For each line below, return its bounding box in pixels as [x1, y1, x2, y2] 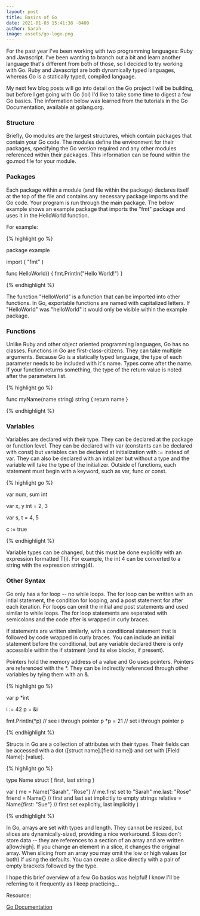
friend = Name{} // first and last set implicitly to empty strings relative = [6, 794, 182, 802]
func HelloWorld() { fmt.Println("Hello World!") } [6, 270, 123, 277]
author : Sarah [6, 25, 42, 32]
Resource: [6, 891, 32, 899]
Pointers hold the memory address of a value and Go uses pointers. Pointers [6, 658, 194, 665]
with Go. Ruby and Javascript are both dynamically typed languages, [6, 66, 176, 74]
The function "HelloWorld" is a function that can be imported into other [6, 293, 180, 300]
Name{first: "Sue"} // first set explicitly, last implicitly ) [6, 800, 139, 808]
